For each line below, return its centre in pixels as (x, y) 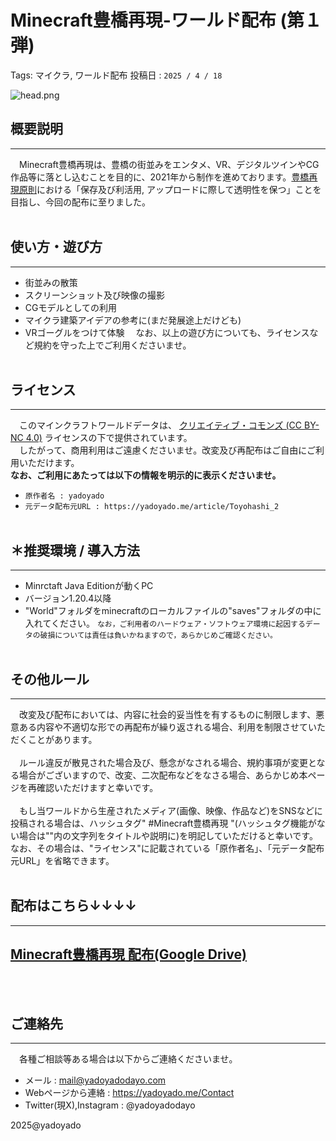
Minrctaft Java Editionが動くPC (89, 586)
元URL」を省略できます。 (62, 860)
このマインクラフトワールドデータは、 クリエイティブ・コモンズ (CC (160, 425)
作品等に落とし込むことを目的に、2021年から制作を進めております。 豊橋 (160, 177)
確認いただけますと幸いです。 (97, 787)
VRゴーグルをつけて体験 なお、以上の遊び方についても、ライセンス (167, 332)
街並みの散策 (51, 282)
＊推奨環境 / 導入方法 (75, 550)
